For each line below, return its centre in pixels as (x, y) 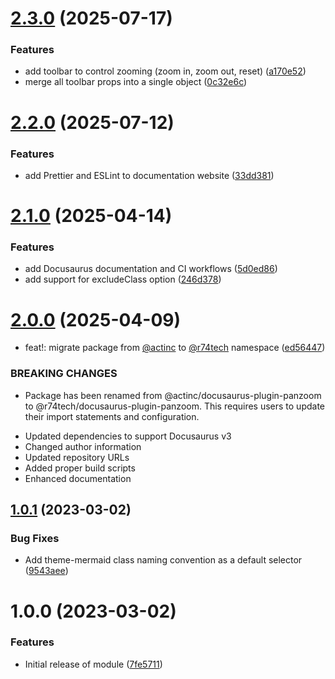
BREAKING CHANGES (64, 374)
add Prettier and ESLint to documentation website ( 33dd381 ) (149, 175)
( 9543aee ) (46, 571)
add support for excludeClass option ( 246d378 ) (123, 279)
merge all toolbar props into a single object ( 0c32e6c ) (136, 82)
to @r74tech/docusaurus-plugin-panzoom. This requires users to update (175, 406)
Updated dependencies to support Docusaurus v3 (128, 436)
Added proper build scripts (80, 468)
